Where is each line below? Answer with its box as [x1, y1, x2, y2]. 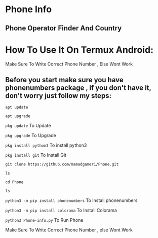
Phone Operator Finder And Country [5, 24, 122, 32]
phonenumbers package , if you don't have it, [5, 83, 151, 92]
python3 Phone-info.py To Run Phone [5, 217, 84, 223]
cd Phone [5, 180, 24, 185]
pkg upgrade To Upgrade [5, 132, 57, 139]
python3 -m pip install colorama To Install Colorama [5, 207, 117, 214]
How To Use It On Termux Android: [5, 44, 153, 55]
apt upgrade [5, 114, 30, 119]
